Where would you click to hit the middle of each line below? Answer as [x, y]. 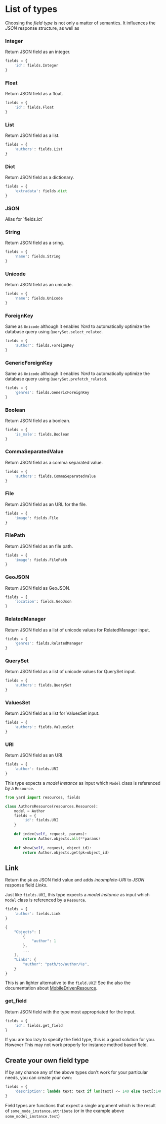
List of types [31, 9]
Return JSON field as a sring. [35, 243]
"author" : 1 [44, 941]
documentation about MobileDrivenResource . [51, 988]
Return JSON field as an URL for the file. [46, 504]
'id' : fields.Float [34, 108]
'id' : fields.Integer [36, 65]
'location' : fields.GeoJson [43, 602]
